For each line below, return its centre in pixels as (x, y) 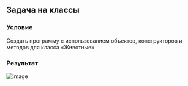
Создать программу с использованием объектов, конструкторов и (94, 41)
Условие (20, 27)
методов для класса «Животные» (51, 47)
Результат (22, 63)
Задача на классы (43, 10)
